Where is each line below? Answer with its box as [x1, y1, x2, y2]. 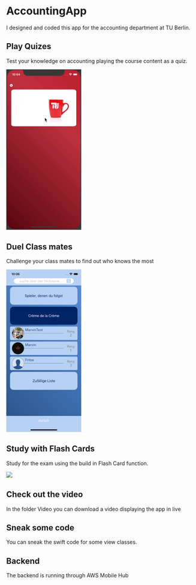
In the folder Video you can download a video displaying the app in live [6, 505, 181, 512]
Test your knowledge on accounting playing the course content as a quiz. [6, 57, 188, 64]
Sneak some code [6, 523, 75, 533]
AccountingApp [6, 4, 87, 18]
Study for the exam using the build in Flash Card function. [6, 460, 149, 467]
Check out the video [6, 490, 83, 500]
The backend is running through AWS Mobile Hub [6, 572, 129, 579]
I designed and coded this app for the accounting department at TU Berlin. [6, 24, 191, 31]
